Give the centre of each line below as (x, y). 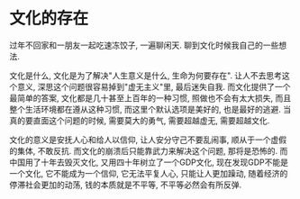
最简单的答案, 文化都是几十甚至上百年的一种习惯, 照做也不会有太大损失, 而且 (150, 98)
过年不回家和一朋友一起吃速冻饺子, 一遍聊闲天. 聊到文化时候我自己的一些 (144, 45)
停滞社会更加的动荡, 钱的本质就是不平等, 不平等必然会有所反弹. (125, 185)
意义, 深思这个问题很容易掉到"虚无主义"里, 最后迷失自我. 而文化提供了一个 (154, 86)
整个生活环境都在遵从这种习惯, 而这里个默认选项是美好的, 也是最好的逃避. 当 (150, 109)
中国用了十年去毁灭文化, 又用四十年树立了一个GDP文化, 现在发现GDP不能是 (149, 162)
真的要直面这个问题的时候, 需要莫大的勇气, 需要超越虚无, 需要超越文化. (140, 120)
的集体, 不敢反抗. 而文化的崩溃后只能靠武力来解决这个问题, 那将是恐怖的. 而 (149, 150)
